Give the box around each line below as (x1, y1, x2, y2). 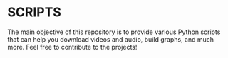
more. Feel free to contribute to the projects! (7, 42, 138, 51)
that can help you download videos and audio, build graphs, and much (7, 35, 214, 43)
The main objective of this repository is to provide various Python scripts (7, 28, 221, 36)
